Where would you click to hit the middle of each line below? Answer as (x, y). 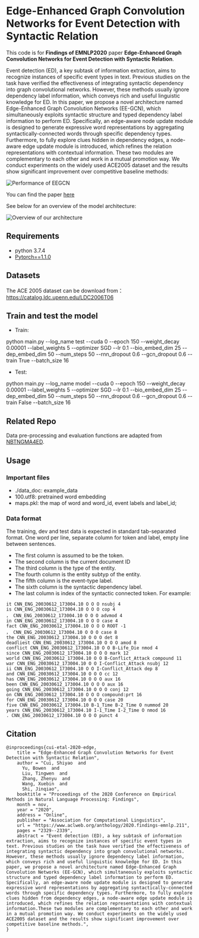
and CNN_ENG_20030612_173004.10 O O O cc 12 (62, 674)
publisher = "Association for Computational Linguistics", (91, 820)
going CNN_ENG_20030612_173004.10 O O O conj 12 (67, 690)
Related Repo (31, 421)
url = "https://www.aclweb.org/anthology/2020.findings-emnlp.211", (103, 825)
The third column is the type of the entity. (65, 568)
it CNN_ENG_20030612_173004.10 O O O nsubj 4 (63, 604)
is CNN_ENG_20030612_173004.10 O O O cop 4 (61, 609)
